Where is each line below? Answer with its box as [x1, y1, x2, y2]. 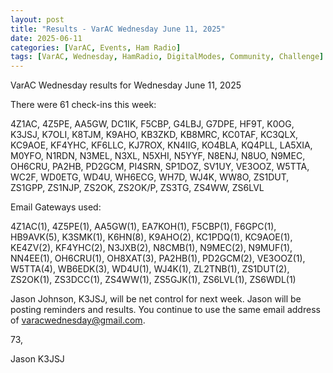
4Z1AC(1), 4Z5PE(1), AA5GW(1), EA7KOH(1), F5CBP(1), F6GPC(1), [10, 221, 277, 233]
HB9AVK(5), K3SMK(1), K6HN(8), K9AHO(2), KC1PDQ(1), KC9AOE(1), [10, 231, 293, 243]
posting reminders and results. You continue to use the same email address [10, 304, 321, 316]
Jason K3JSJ [10, 353, 65, 365]
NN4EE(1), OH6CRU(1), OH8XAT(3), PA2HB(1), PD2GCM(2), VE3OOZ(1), [10, 252, 306, 265]
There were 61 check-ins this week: [10, 99, 157, 111]
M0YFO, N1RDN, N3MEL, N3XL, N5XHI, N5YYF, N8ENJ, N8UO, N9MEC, [10, 150, 306, 162]
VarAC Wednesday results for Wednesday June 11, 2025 [10, 79, 242, 91]
